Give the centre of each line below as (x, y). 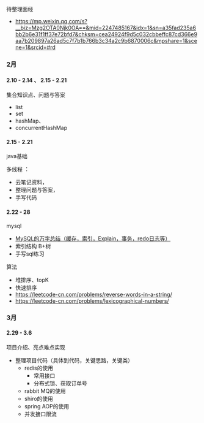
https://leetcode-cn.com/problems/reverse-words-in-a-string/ (93, 294)
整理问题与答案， (37, 190)
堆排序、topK (32, 280)
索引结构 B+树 (33, 246)
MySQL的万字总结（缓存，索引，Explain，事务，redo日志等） (93, 238)
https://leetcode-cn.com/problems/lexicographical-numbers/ (92, 301)
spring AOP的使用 (46, 406)
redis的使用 (39, 368)
